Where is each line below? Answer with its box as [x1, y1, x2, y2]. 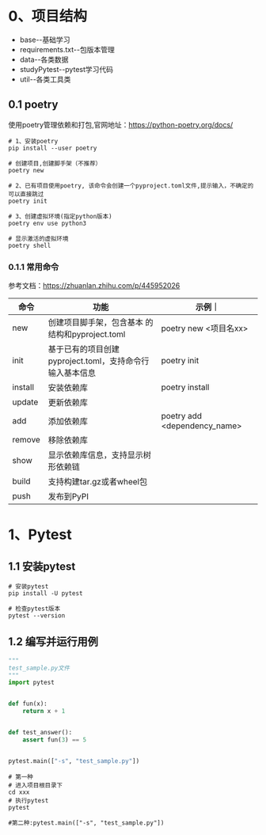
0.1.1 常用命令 [8, 261, 59, 272]
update [12, 397, 39, 408]
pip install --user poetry [8, 144, 97, 152]
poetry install [161, 381, 210, 393]
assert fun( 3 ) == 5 [22, 735, 87, 744]
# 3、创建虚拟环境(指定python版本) [8, 212, 112, 220]
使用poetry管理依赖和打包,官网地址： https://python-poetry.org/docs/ [8, 120, 234, 129]
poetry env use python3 [8, 219, 87, 227]
